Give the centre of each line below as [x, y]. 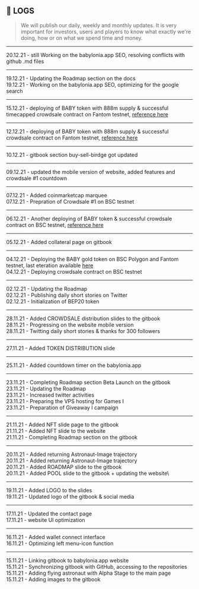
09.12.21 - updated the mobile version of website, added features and [91, 172]
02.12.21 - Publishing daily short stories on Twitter [67, 295]
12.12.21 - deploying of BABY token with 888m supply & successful [87, 131]
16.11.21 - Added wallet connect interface [56, 537]
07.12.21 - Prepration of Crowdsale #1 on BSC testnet [70, 201]
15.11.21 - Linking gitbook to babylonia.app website [68, 560]
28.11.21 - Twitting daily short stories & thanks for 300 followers [83, 331]
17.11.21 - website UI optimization [46, 520]
